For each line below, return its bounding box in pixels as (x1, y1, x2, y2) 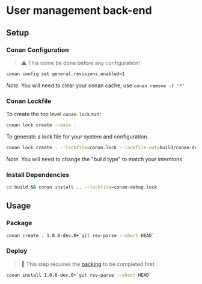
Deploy (6, 247, 28, 255)
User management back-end (6, 4, 152, 17)
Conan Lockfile (6, 97, 52, 105)
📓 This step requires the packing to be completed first (20, 260, 155, 268)
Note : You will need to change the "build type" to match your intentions (6, 155, 182, 162)
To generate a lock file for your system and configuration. (6, 133, 149, 140)
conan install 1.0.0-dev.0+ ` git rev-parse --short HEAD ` (6, 272, 152, 278)
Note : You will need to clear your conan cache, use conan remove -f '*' (6, 82, 185, 89)
